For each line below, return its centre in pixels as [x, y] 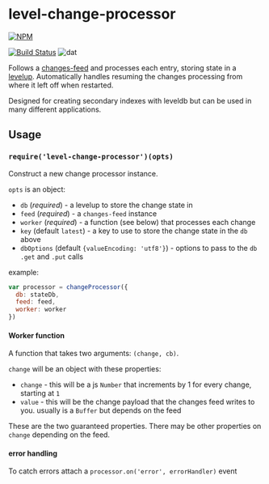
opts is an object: [37, 189]
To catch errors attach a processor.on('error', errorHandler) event [123, 471]
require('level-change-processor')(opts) [91, 157]
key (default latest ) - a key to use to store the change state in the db [134, 231]
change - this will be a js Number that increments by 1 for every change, [136, 384]
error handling [33, 453]
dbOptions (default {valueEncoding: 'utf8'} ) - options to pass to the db [139, 248]
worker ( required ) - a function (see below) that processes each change [138, 222]
